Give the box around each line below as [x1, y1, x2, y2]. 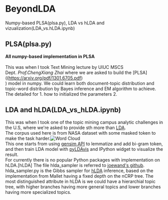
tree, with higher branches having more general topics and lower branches [5, 183, 161, 190]
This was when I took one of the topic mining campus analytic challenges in [5, 119, 163, 125]
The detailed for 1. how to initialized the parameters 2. [5, 91, 117, 97]
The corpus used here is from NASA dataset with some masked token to [5, 130, 156, 136]
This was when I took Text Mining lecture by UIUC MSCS [5, 64, 124, 70]
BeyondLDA [5, 3, 56, 15]
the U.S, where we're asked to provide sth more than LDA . [5, 125, 127, 131]
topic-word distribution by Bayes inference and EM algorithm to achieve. [5, 86, 156, 92]
